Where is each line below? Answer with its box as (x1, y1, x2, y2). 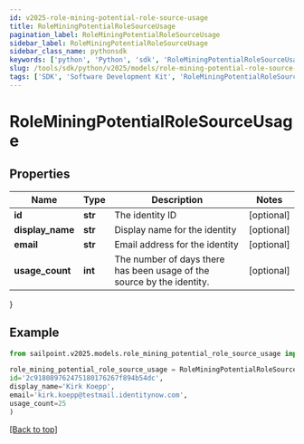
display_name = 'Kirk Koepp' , (9, 382, 116, 391)
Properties (9, 167, 71, 182)
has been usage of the (114, 264, 210, 276)
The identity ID (114, 208, 177, 221)
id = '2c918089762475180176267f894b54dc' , (9, 373, 165, 383)
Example (9, 325, 60, 341)
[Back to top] (9, 423, 58, 435)
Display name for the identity (114, 223, 237, 236)
